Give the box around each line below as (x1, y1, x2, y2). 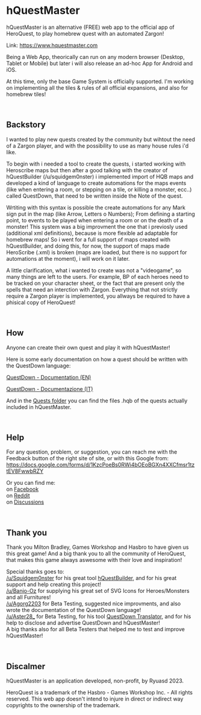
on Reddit (6, 492, 30, 499)
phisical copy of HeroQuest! (6, 299, 76, 306)
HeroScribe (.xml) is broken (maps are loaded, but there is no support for (6, 248, 188, 256)
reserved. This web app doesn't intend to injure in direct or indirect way (6, 695, 184, 702)
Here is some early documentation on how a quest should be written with (6, 355, 188, 363)
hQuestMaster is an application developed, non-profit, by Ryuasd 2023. (6, 677, 184, 684)
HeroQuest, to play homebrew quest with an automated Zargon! (6, 30, 164, 37)
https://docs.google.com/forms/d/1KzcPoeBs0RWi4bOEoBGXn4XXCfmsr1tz (6, 461, 195, 469)
